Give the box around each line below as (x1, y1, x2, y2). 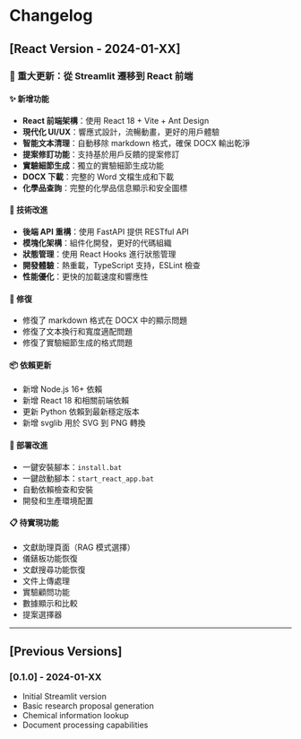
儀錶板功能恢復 (21, 552, 78, 563)
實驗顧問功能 (21, 587, 70, 597)
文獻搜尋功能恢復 (21, 564, 86, 575)
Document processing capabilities (21, 719, 149, 731)
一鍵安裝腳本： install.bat (21, 461, 123, 472)
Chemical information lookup (21, 710, 130, 721)
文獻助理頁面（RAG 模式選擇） (21, 542, 136, 552)
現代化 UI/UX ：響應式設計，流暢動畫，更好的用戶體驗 (21, 126, 220, 137)
